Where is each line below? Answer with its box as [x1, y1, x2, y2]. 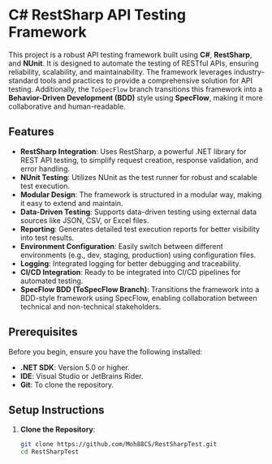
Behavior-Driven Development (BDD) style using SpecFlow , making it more [8, 92, 264, 102]
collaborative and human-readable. [8, 101, 126, 111]
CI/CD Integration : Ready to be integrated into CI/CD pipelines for [19, 267, 241, 277]
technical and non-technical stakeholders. [19, 302, 162, 311]
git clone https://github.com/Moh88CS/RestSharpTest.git [19, 440, 218, 449]
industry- [234, 67, 265, 76]
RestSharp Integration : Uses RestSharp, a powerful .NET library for [19, 146, 247, 156]
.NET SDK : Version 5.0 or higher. [19, 363, 130, 372]
